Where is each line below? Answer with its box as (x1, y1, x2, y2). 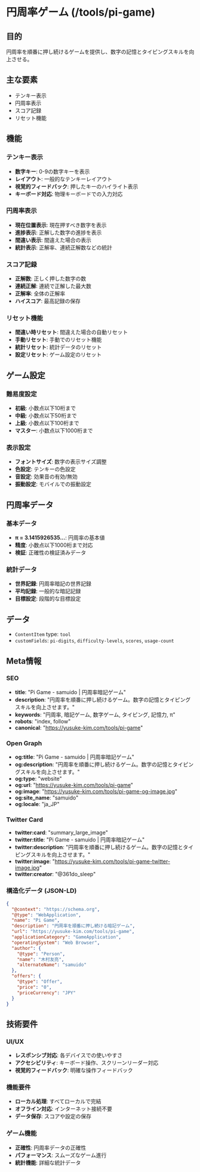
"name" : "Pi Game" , (11, 917, 60, 923)
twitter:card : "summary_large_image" (14, 829, 109, 836)
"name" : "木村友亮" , (17, 956, 64, 962)
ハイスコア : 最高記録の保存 (14, 298, 81, 305)
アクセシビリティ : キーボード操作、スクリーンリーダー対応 (14, 1059, 159, 1067)
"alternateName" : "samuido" (17, 962, 87, 968)
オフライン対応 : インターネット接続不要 (14, 1106, 112, 1113)
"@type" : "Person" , (17, 950, 66, 957)
